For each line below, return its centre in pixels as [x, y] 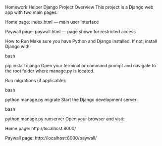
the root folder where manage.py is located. [50, 71]
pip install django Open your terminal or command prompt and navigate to [81, 66]
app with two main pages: [31, 12]
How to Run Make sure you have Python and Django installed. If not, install [81, 41]
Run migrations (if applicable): [36, 80]
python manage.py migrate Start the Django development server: [71, 99]
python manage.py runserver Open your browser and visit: [65, 119]
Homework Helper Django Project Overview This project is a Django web [79, 7]
